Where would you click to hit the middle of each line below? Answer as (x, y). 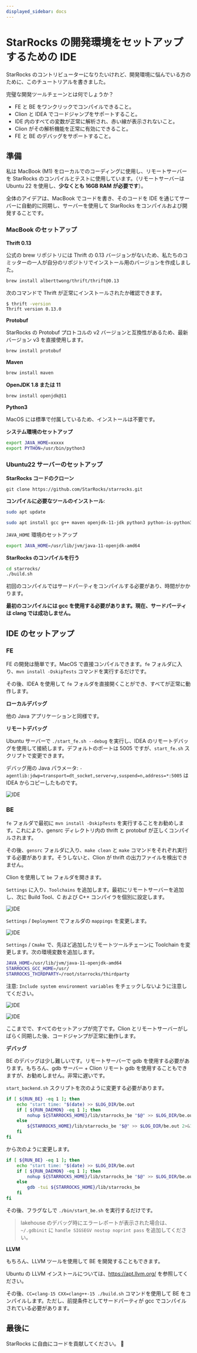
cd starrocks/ (23, 569)
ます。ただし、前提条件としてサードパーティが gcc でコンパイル (109, 1301)
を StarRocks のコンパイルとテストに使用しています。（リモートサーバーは (95, 179)
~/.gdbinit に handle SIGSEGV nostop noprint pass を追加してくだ (101, 1230)
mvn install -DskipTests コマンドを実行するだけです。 (83, 671)
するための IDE (41, 57)
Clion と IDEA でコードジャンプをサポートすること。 (77, 114)
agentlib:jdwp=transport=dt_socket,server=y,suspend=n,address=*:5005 (94, 776)
